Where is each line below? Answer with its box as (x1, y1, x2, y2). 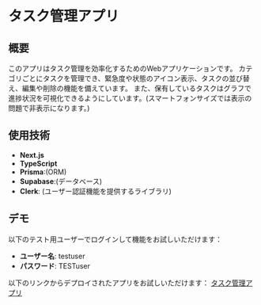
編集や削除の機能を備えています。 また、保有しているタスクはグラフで (21, 84, 252, 93)
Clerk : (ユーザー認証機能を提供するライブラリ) (19, 186, 172, 196)
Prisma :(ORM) (19, 167, 67, 177)
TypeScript (19, 158, 58, 168)
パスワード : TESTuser (19, 261, 91, 270)
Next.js (19, 150, 45, 159)
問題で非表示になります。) (8, 104, 90, 112)
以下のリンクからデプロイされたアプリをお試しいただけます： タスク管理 (8, 278, 246, 288)
